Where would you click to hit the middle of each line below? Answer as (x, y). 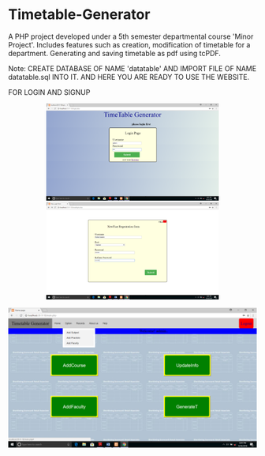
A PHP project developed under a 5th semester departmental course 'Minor (131, 36)
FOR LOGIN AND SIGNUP (49, 92)
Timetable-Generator (79, 15)
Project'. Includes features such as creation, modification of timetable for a (129, 44)
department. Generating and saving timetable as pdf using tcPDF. (114, 53)
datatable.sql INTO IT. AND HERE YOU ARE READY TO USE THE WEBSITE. (129, 77)
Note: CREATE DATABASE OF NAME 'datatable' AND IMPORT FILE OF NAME (132, 68)
